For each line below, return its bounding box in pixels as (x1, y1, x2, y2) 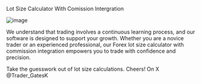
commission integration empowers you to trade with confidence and (6, 47, 176, 55)
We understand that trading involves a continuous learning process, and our (6, 28, 196, 35)
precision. (6, 54, 31, 61)
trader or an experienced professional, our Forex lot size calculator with (6, 41, 184, 48)
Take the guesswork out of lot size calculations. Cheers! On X (6, 65, 160, 73)
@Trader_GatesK (6, 72, 48, 79)
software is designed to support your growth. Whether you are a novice (6, 35, 184, 41)
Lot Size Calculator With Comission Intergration (6, 5, 124, 12)
